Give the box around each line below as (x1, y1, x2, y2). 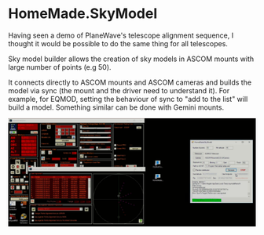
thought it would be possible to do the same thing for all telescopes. (8, 38, 228, 48)
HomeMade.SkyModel (8, 5, 158, 23)
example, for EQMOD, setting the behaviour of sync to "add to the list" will (8, 94, 248, 103)
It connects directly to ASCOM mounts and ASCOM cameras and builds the (8, 78, 252, 87)
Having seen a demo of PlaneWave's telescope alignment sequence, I (8, 31, 234, 40)
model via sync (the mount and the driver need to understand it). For (8, 85, 230, 95)
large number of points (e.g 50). (8, 62, 112, 71)
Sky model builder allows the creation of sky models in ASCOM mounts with (8, 54, 255, 63)
